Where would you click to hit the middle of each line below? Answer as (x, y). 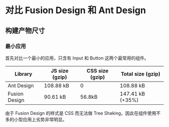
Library (23, 74)
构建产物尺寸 (25, 30)
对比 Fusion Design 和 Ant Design (76, 10)
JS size (60, 71)
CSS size (98, 71)
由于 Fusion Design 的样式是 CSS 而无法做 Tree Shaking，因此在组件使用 (81, 113)
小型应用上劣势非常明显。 (40, 119)
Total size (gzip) (140, 74)
